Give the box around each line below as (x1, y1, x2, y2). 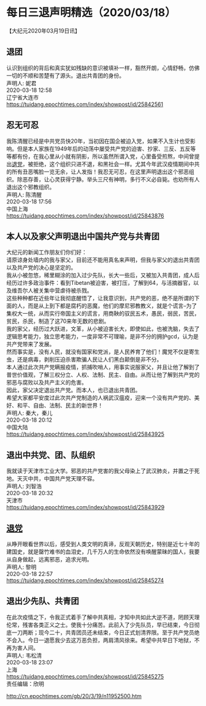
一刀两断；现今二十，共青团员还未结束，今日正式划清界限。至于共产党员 (11, 629, 194, 636)
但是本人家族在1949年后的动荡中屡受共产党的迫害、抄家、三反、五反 (17, 145, 191, 152)
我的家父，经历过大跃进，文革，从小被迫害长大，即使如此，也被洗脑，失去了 (6, 325, 200, 333)
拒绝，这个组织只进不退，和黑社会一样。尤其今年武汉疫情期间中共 (32, 160, 200, 167)
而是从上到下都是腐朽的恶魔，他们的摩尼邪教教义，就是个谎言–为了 (27, 302, 197, 309)
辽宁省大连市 (6, 93, 39, 101)
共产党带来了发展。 (6, 341, 55, 348)
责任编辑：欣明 (6, 680, 44, 687)
